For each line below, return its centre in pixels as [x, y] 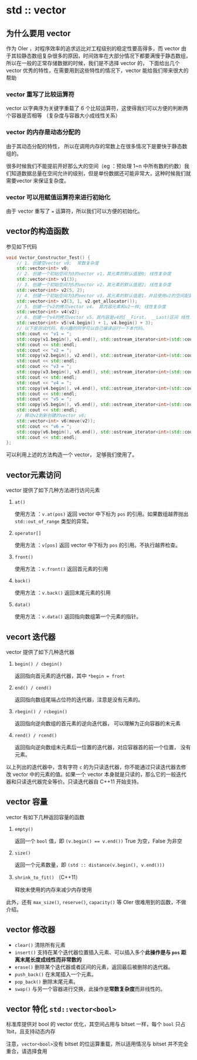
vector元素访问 [34, 475]
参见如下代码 [21, 246]
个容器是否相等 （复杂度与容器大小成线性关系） [63, 115]
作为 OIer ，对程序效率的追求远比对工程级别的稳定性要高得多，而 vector [93, 48]
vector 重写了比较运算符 [40, 94]
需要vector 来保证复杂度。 [38, 180]
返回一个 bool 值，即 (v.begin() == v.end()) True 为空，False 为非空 [98, 841]
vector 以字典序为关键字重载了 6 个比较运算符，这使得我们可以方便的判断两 [97, 108]
